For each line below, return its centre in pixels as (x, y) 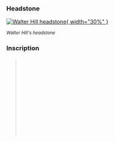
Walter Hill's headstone (31, 33)
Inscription (23, 48)
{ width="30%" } (87, 22)
